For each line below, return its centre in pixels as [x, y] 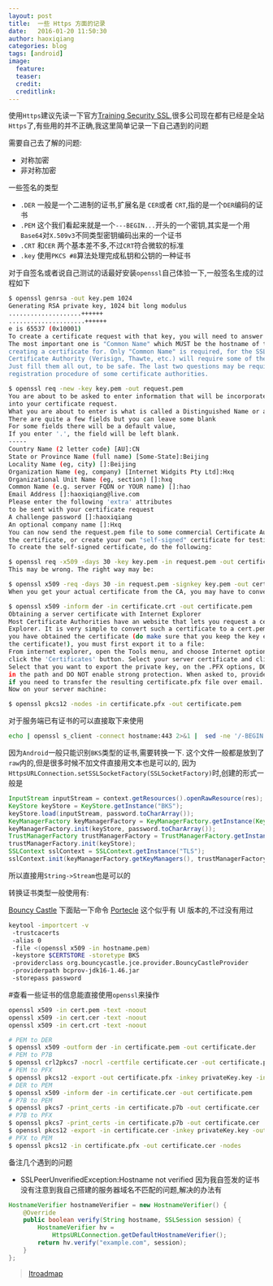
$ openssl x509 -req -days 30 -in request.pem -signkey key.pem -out [129, 584]
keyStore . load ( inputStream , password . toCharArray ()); [102, 813]
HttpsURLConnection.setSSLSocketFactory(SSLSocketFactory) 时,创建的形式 [133, 773]
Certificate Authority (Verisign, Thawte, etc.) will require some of [130, 359]
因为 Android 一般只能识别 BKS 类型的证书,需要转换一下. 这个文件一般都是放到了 [136, 753]
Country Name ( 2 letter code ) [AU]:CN [74, 449]
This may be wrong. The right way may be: [81, 569]
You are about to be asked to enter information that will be [116, 396]
